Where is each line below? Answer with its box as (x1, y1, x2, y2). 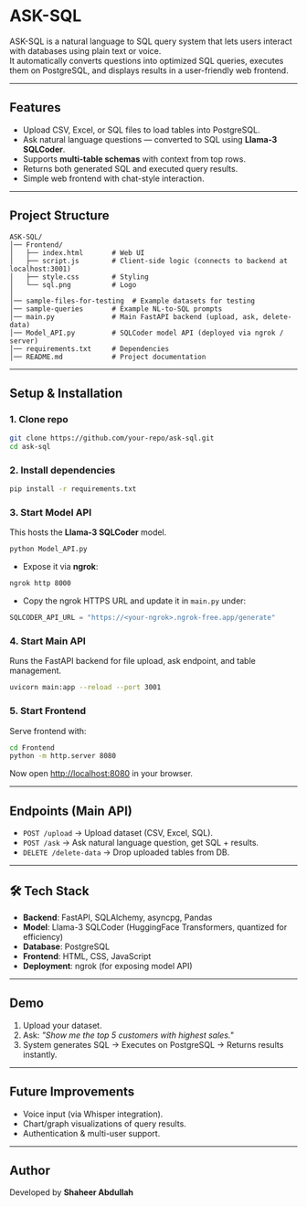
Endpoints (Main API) (9, 803, 132, 818)
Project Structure (9, 208, 110, 224)
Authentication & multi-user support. (22, 1127, 161, 1138)
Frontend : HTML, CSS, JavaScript (22, 950, 152, 961)
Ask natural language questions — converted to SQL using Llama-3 (22, 134, 278, 144)
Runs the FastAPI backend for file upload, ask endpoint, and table (9, 656, 256, 667)
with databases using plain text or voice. (9, 45, 162, 56)
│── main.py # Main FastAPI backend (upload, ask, (9, 312, 259, 321)
